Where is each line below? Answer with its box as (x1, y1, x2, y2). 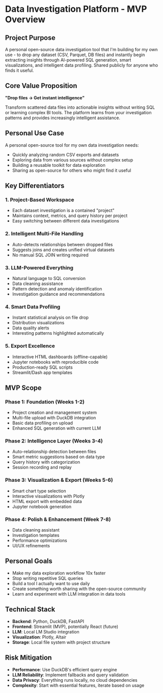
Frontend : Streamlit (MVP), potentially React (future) (12, 624, 119, 630)
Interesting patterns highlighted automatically (12, 330, 104, 336)
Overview (5, 14, 46, 25)
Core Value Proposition (5, 82, 78, 90)
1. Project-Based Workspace (5, 196, 75, 203)
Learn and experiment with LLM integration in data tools (12, 591, 126, 597)
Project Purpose (5, 33, 55, 42)
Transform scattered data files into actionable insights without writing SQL (5, 104, 155, 110)
